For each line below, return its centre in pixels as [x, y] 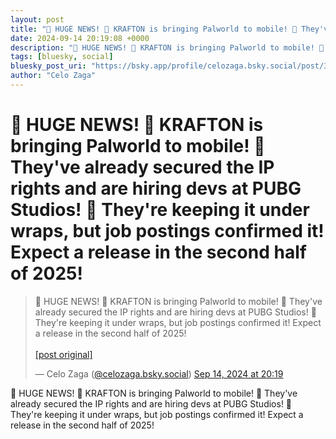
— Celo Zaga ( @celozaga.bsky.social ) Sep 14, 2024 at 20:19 [159, 373]
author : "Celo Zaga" [53, 76]
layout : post [37, 19]
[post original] [63, 354]
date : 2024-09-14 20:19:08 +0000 [80, 38]
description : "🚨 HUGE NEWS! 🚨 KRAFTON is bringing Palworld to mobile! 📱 [167, 47]
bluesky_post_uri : [48, 66]
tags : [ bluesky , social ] [62, 57]
